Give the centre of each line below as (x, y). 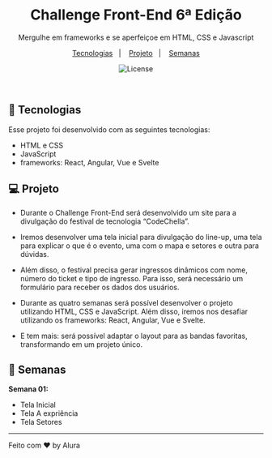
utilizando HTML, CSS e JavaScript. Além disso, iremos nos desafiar (134, 311)
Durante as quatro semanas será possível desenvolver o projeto (126, 302)
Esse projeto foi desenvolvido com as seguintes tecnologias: (109, 129)
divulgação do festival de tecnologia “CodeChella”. (105, 221)
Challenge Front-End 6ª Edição (136, 15)
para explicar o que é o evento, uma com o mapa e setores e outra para (139, 246)
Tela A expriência (49, 413)
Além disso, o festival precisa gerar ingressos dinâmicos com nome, (134, 270)
